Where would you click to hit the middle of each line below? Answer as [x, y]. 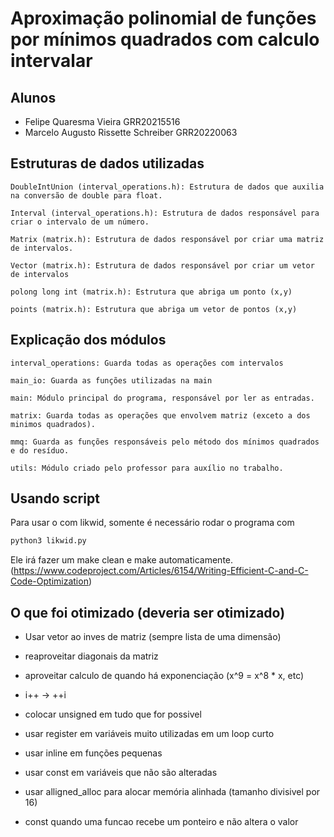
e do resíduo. [40, 450]
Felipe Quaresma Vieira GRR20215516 [102, 121]
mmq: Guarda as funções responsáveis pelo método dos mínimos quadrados [165, 442]
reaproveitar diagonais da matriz [91, 656]
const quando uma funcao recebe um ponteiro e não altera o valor [161, 822]
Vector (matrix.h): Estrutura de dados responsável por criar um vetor [162, 265]
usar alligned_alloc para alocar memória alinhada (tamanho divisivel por [172, 792]
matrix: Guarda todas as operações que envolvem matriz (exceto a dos [160, 415]
